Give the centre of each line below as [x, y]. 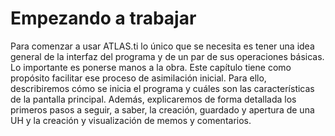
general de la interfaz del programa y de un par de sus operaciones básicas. [167, 56]
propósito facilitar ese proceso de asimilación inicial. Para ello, [138, 78]
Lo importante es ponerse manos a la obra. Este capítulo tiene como [151, 67]
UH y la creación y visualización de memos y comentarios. [131, 120]
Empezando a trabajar [103, 18]
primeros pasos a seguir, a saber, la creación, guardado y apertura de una [162, 109]
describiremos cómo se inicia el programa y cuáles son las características [162, 88]
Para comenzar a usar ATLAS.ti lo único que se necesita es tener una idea [162, 46]
